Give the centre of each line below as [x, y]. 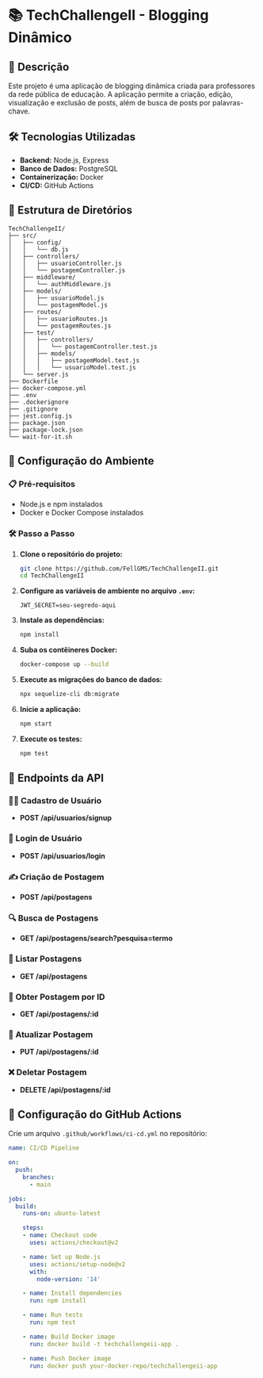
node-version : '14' [69, 1279]
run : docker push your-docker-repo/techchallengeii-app [123, 1366]
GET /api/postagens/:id [59, 1014]
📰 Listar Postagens [45, 959]
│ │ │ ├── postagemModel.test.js [74, 360]
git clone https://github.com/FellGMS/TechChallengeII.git [119, 568]
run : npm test [53, 1322]
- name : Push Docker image [67, 1358]
